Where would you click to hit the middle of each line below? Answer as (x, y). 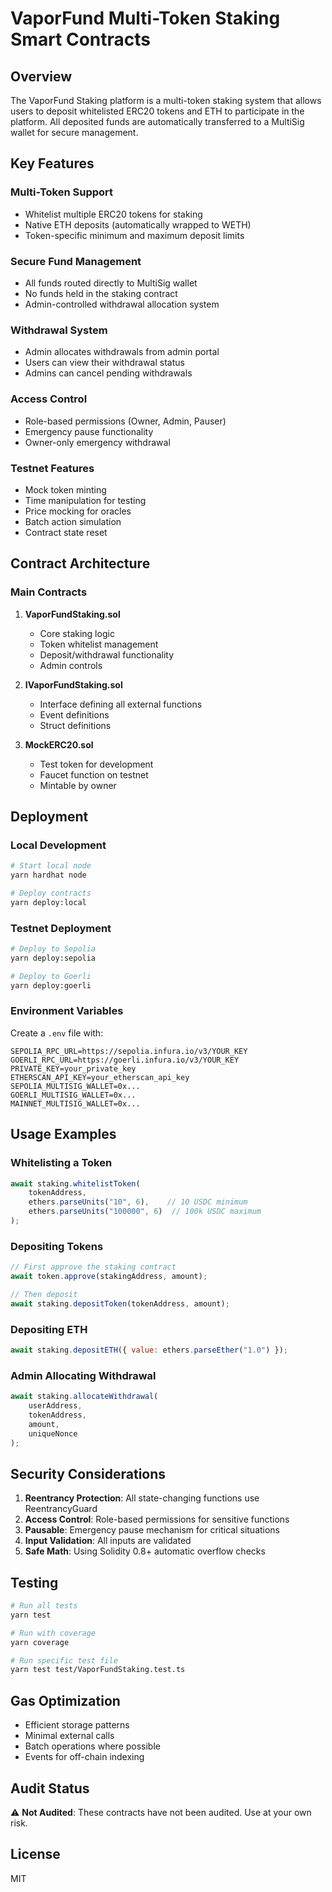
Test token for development (96, 764)
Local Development (58, 845)
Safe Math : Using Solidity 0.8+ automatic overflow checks (145, 1551)
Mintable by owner (78, 785)
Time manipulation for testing (85, 500)
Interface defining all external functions (121, 704)
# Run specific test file (64, 1660)
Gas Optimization (65, 1700)
